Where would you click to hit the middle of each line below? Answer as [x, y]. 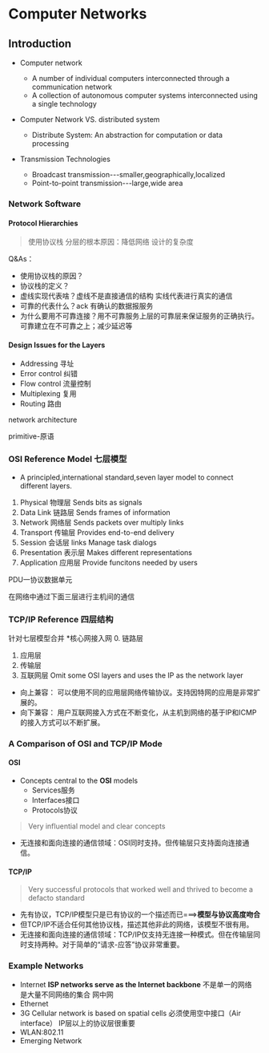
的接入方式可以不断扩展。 [62, 722]
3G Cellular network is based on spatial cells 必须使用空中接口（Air [130, 1013]
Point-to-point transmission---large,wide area [107, 183]
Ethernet [34, 1003]
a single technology [64, 104]
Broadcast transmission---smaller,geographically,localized [128, 174]
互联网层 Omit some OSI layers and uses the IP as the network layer [132, 675]
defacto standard [56, 898]
